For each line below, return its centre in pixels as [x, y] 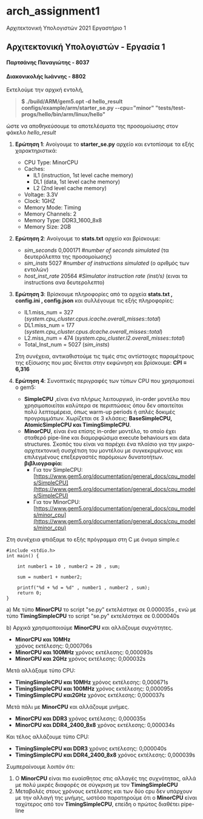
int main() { [23, 556]
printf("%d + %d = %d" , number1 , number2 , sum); [84, 588]
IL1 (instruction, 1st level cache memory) [83, 175]
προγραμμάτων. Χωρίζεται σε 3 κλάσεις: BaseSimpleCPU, [98, 419]
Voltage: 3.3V [41, 194]
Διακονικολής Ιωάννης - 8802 [46, 76]
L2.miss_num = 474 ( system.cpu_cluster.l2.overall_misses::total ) [105, 338]
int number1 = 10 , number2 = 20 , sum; [69, 567]
